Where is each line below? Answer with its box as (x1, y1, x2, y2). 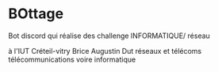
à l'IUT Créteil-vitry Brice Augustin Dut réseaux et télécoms (8, 46, 202, 55)
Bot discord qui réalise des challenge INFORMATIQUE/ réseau (8, 31, 210, 40)
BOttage (8, 5, 64, 23)
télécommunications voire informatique (8, 55, 136, 64)
